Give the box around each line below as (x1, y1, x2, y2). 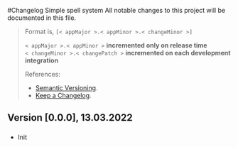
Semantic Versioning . (35, 84, 98, 92)
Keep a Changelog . (35, 92, 92, 99)
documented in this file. (7, 13, 77, 22)
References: (24, 70, 60, 78)
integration (24, 56, 59, 65)
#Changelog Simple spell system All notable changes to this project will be (7, 6, 226, 14)
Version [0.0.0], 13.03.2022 (7, 111, 133, 124)
